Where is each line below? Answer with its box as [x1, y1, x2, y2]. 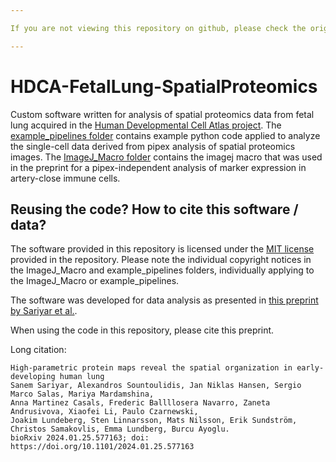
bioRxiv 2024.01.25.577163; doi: [10, 433, 150, 443]
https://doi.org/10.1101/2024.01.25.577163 [10, 442, 195, 452]
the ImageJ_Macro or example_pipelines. [10, 275, 180, 287]
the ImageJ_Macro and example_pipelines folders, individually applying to [10, 264, 315, 276]
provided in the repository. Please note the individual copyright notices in [10, 254, 312, 266]
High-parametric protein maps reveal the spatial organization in [10, 363, 293, 373]
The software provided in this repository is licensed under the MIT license [10, 243, 315, 255]
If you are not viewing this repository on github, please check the [10, 23, 307, 33]
